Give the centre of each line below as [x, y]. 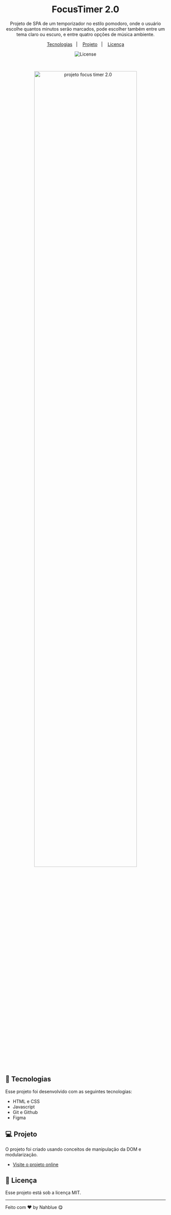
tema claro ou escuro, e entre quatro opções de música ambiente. [85, 34]
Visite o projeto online [35, 1165]
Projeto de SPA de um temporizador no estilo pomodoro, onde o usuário [85, 23]
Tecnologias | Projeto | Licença [85, 44]
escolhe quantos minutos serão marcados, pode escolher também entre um [85, 29]
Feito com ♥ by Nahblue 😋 [34, 1207]
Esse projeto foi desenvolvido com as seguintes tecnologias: [69, 1091]
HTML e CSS [26, 1101]
